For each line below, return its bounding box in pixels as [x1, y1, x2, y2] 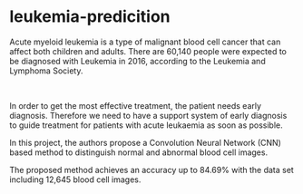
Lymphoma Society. [9, 65, 83, 76]
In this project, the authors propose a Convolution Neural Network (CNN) [9, 137, 281, 148]
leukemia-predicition [9, 6, 171, 27]
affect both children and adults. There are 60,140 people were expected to [9, 45, 288, 56]
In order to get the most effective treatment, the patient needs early [9, 100, 261, 111]
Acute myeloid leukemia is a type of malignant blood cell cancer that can [9, 36, 281, 47]
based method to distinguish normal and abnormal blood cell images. [9, 147, 269, 158]
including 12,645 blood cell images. [9, 174, 142, 185]
